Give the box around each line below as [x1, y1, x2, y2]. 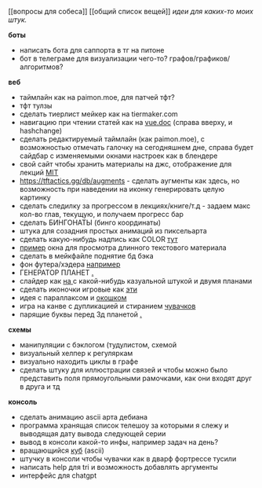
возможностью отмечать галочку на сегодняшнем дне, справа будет [19, 143, 254, 152]
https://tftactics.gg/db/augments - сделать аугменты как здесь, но [19, 176, 240, 185]
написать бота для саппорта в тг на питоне [19, 46, 165, 54]
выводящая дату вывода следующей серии [19, 429, 166, 438]
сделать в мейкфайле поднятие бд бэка [19, 251, 155, 260]
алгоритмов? [19, 62, 64, 72]
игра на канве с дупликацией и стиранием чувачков [19, 302, 196, 310]
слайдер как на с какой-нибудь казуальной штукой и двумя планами [19, 277, 253, 285]
